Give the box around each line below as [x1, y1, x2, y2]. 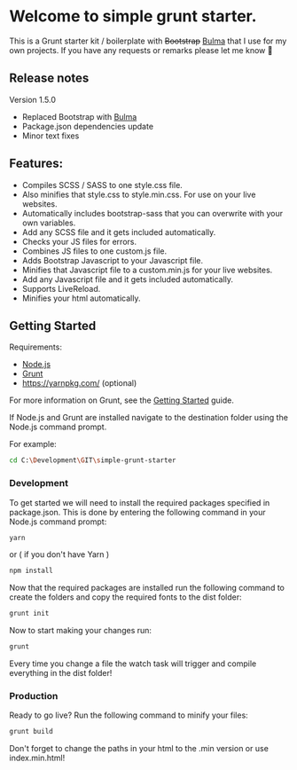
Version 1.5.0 [9, 94, 56, 105]
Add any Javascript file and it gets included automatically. [21, 273, 233, 285]
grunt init [9, 609, 50, 618]
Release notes [9, 71, 90, 86]
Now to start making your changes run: [9, 625, 152, 636]
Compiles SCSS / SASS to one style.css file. [21, 179, 184, 190]
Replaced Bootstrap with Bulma [21, 111, 137, 122]
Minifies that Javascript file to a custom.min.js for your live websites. [21, 264, 273, 275]
